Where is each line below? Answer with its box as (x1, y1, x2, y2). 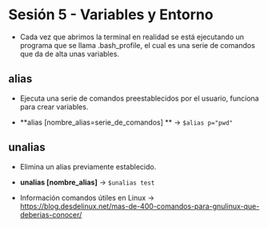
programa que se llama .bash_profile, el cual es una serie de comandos (19, 40, 256, 50)
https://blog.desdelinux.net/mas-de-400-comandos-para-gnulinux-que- (19, 201, 260, 211)
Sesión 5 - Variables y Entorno (8, 6, 214, 24)
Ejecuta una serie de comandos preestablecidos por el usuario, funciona (19, 94, 259, 103)
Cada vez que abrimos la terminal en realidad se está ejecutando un (19, 32, 245, 42)
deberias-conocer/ (19, 209, 82, 219)
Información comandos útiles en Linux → (19, 193, 154, 202)
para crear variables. (19, 102, 89, 111)
